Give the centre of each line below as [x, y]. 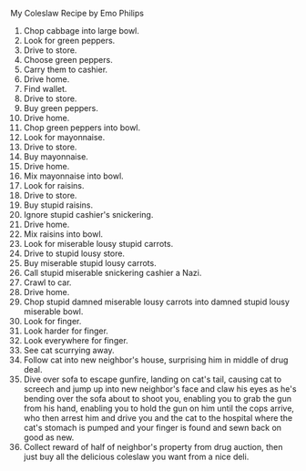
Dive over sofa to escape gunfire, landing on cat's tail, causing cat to [152, 379]
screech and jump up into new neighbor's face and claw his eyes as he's [160, 389]
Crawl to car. [47, 282]
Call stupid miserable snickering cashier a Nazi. [112, 273]
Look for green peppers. [69, 41]
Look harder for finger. [66, 331]
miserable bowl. [53, 312]
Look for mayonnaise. [64, 137]
